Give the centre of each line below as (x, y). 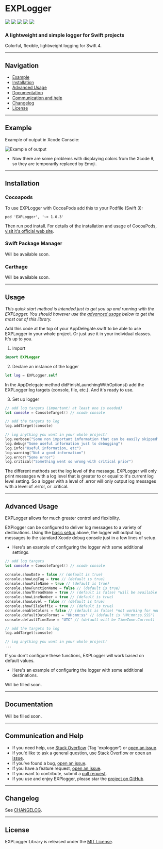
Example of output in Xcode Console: (42, 139)
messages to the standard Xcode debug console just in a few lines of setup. (81, 538)
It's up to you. (19, 339)
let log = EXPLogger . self (31, 375)
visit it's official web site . (30, 231)
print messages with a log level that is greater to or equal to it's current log (79, 476)
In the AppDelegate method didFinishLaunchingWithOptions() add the (75, 385)
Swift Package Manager (34, 243)
